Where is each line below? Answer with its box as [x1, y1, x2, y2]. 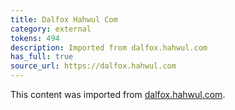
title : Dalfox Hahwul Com [10, 14, 118, 25]
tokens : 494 [10, 33, 60, 43]
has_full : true [10, 52, 74, 62]
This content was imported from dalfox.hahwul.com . [10, 89, 226, 100]
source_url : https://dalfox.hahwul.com [10, 61, 177, 71]
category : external [10, 24, 92, 34]
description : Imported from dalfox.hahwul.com [10, 42, 208, 53]
